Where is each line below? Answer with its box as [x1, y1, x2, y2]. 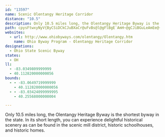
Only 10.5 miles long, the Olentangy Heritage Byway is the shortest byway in [5, 111, 160, 118]
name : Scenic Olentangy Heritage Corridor [5, 12, 93, 17]
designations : [5, 44, 34, 49]
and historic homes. [5, 127, 45, 133]
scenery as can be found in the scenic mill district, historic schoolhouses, [5, 122, 154, 128]
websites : [5, 30, 26, 35]
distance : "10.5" [5, 16, 41, 21]
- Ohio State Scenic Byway [9, 48, 65, 53]
